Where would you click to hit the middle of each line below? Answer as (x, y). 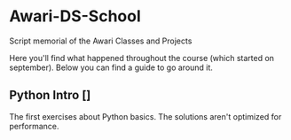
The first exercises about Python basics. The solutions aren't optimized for (145, 116)
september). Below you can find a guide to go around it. (111, 67)
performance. (34, 126)
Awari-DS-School (75, 16)
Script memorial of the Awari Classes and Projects (101, 41)
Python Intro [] (50, 95)
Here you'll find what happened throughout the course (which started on (142, 58)
